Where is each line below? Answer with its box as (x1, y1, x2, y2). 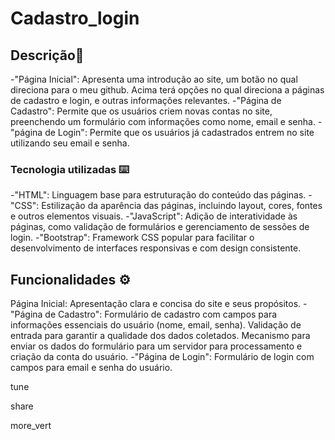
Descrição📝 (10, 47, 85, 64)
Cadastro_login (10, 7, 140, 30)
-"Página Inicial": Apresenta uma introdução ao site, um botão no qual (10, 73, 298, 85)
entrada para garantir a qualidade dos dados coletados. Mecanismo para (10, 330, 311, 342)
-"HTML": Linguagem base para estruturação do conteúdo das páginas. (10, 189, 307, 201)
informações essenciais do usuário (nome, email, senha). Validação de (10, 319, 302, 331)
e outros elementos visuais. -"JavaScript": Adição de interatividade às (10, 210, 298, 222)
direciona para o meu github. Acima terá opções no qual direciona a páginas (10, 84, 325, 96)
